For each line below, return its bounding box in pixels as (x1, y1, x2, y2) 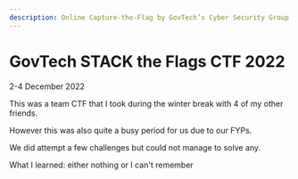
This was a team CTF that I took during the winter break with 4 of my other (9, 98, 284, 109)
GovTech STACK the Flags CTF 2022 (9, 51, 286, 71)
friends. (9, 108, 38, 118)
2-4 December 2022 (9, 81, 86, 92)
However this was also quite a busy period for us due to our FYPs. (9, 125, 252, 135)
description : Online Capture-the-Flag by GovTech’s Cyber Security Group (9, 12, 290, 22)
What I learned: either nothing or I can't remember (9, 159, 194, 170)
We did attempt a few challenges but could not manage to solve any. (9, 142, 261, 152)
